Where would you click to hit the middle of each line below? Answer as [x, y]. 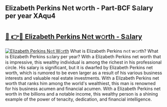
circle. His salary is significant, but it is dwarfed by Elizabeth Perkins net [79, 67]
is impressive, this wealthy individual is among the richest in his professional [83, 62]
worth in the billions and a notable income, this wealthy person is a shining [82, 94]
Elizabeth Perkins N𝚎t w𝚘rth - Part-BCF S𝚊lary [79, 8]
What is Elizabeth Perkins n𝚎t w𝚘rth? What [114, 51]
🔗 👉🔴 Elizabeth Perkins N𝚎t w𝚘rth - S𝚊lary [74, 37]
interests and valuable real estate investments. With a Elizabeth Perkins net [82, 78]
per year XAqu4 [30, 16]
